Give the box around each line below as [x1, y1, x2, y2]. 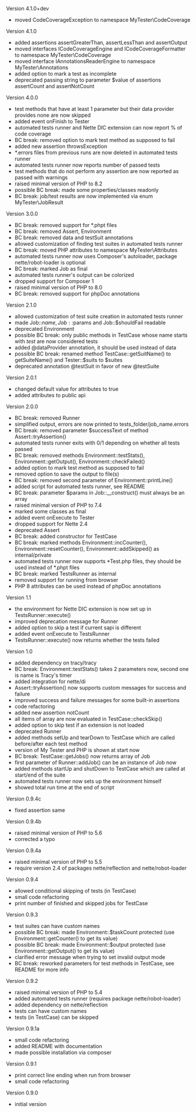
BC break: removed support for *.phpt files [14, 222, 117, 228]
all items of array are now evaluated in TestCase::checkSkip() [14, 716, 163, 722]
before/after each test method [14, 740, 88, 747]
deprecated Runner [14, 728, 61, 735]
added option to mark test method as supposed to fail [14, 465, 145, 471]
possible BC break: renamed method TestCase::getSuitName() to [14, 350, 171, 357]
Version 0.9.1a [6, 1025, 40, 1032]
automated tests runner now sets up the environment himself [14, 778, 162, 785]
